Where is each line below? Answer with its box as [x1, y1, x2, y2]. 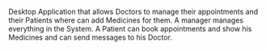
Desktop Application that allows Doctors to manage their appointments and [8, 7, 259, 16]
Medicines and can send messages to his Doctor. [8, 32, 172, 42]
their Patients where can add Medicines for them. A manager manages [8, 15, 244, 25]
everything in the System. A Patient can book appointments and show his [8, 24, 252, 33]
